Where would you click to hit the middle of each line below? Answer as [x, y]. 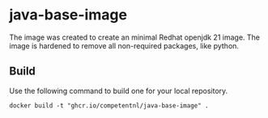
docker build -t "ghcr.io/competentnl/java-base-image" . [109, 105]
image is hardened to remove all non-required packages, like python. [124, 45]
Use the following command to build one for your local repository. [119, 91]
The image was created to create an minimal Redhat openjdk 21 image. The [134, 37]
